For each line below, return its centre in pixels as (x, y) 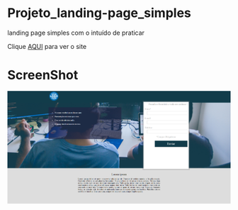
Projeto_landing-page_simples (99, 13)
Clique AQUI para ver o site (47, 46)
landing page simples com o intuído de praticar (76, 33)
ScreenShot (43, 75)
